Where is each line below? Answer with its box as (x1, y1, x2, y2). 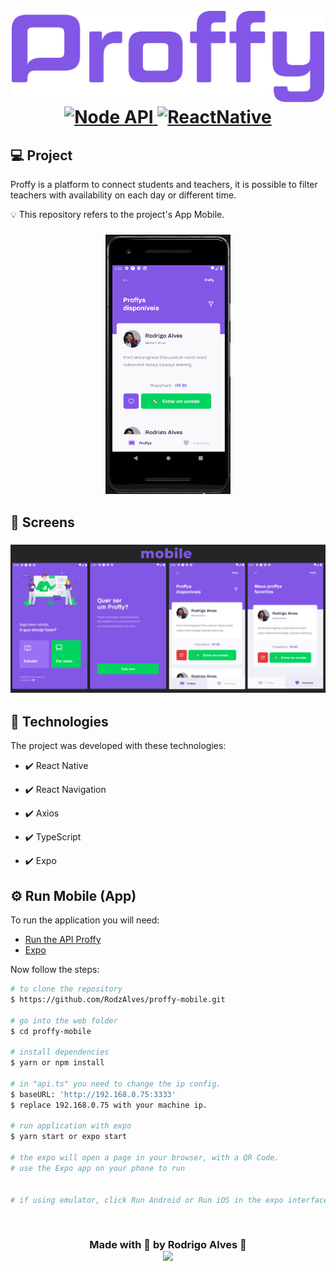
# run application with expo (10, 1121, 132, 1131)
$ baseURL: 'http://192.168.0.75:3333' (10, 1089, 177, 1099)
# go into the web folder (10, 1015, 118, 1026)
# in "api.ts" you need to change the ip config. (10, 1079, 222, 1089)
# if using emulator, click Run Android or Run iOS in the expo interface (10, 1195, 329, 1205)
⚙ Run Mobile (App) (10, 887, 137, 904)
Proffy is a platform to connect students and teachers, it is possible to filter (10, 178, 318, 190)
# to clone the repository (10, 984, 123, 994)
